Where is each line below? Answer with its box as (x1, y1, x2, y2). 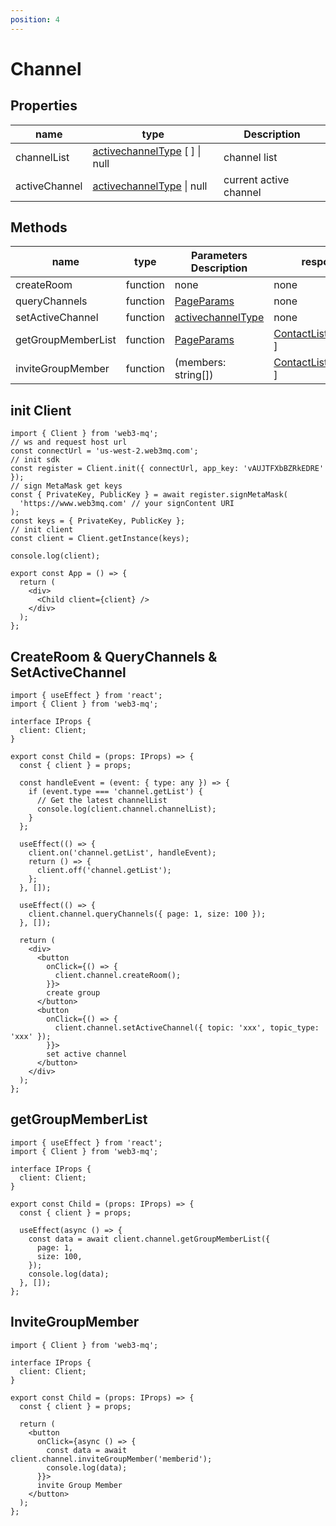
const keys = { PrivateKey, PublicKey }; (10, 516, 186, 526)
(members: (174, 356, 227, 370)
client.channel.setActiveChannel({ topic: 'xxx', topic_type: (54, 1023, 320, 1033)
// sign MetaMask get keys (10, 481, 123, 491)
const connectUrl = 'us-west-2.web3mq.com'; (10, 446, 199, 456)
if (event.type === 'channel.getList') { (28, 787, 203, 797)
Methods (10, 219, 68, 236)
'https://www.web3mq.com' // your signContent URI (19, 499, 235, 509)
